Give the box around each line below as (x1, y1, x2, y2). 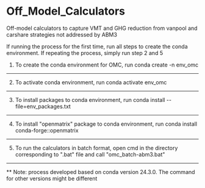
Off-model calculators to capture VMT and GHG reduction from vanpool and (6, 24, 198, 32)
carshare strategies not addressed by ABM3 (6, 31, 118, 38)
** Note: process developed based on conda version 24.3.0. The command (6, 168, 195, 175)
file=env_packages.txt (15, 103, 71, 110)
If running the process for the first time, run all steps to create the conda (6, 43, 188, 50)
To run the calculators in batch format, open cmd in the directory (15, 144, 178, 151)
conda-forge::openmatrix (15, 126, 79, 134)
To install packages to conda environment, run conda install (15, 96, 165, 103)
